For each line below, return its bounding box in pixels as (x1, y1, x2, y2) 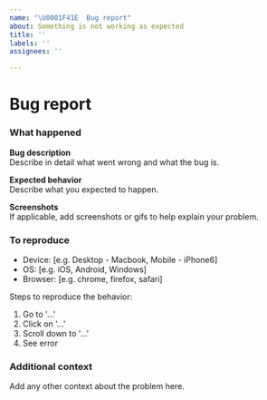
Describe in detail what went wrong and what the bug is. (9, 156, 220, 168)
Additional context (9, 360, 93, 373)
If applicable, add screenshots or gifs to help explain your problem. (9, 210, 260, 222)
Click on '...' (22, 318, 66, 329)
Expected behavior (9, 174, 82, 185)
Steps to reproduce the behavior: (9, 291, 133, 302)
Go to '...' (22, 308, 56, 319)
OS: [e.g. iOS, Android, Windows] (22, 264, 148, 275)
